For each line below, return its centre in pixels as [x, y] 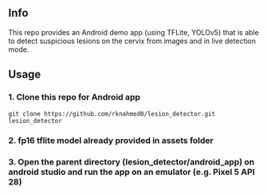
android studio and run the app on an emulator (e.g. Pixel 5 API [132, 172]
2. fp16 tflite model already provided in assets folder [111, 141]
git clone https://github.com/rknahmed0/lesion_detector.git [112, 114]
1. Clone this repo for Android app [75, 97]
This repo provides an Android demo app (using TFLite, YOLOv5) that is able [133, 32]
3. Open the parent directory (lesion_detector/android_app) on [132, 162]
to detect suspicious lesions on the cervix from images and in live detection [132, 41]
